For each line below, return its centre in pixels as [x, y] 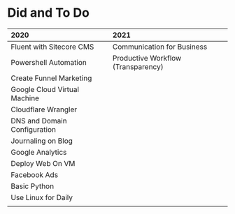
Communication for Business [160, 47]
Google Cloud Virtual [45, 89]
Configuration [33, 129]
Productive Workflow [147, 58]
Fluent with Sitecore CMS [52, 47]
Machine [25, 98]
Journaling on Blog [42, 141]
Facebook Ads [34, 174]
